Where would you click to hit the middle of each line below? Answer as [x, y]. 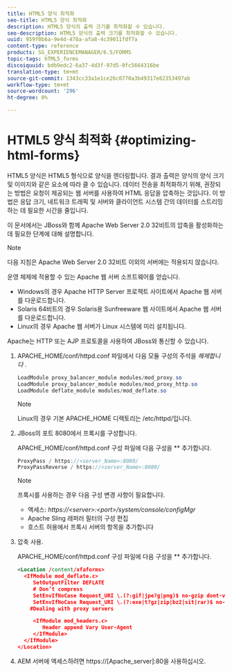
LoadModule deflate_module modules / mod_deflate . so [92, 391]
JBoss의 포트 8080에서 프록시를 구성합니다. [77, 433]
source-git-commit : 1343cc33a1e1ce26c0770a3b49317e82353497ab [99, 78]
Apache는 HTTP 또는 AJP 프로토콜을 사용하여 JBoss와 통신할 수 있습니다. [108, 341]
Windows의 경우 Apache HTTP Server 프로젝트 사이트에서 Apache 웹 [113, 291]
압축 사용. [30, 542]
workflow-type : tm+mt [38, 85]
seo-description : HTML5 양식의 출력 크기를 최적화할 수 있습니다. [92, 33]
